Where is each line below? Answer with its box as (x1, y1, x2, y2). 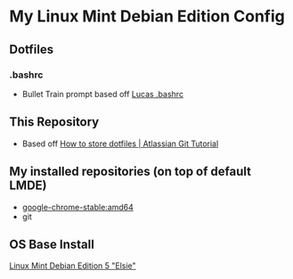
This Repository (9, 114, 100, 130)
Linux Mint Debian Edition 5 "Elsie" (9, 260, 136, 271)
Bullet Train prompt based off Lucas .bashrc (21, 88, 184, 99)
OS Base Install (9, 236, 95, 251)
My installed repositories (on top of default (9, 164, 252, 179)
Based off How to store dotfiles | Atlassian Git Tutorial (21, 138, 219, 149)
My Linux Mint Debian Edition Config (9, 6, 285, 27)
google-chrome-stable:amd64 (21, 201, 134, 212)
